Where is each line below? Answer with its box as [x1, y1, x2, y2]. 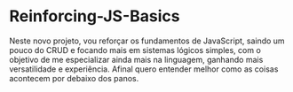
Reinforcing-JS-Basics [9, 6, 180, 27]
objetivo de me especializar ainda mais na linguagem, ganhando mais [9, 54, 264, 65]
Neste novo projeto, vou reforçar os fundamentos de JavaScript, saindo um [9, 35, 286, 46]
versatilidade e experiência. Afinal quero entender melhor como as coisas [9, 64, 279, 74]
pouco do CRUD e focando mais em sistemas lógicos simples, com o [9, 44, 262, 55]
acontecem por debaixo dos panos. [9, 73, 139, 83]
